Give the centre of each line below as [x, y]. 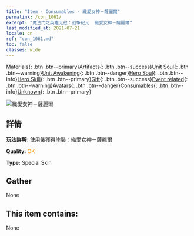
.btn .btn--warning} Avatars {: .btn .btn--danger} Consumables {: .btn [87, 85]
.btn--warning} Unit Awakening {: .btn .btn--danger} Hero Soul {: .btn [87, 73]
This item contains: [42, 213]
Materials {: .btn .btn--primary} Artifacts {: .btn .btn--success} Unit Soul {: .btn [98, 67]
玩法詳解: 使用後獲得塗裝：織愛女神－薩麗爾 [59, 139]
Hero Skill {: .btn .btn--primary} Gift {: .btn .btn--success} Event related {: [103, 79]
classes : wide [24, 50]
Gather [19, 181]
